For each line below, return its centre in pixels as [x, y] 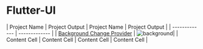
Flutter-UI [31, 10]
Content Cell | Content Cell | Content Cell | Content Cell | [77, 39]
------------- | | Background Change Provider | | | [98, 33]
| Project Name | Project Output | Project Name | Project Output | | [89, 27]
